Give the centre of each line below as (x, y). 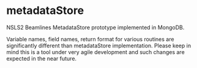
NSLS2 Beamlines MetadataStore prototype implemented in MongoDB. (95, 27)
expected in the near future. (42, 58)
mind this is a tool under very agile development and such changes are (95, 52)
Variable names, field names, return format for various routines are (90, 39)
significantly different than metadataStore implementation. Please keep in (99, 46)
